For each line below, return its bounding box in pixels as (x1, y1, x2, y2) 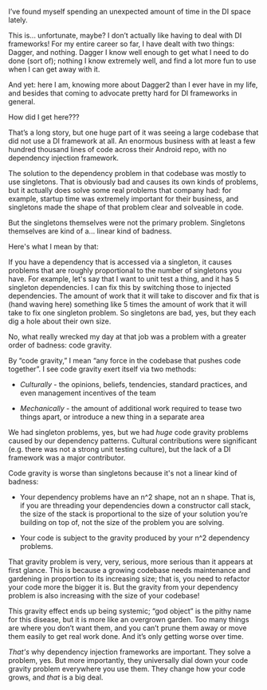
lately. (8, 15, 28, 25)
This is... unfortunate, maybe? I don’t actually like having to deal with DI (8, 31, 242, 40)
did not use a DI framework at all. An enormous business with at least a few (8, 136, 256, 146)
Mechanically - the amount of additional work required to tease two (19, 404, 242, 413)
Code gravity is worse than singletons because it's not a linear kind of (8, 468, 238, 477)
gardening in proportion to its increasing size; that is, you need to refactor (8, 574, 250, 583)
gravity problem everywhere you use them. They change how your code (8, 665, 245, 673)
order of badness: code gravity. (8, 340, 112, 350)
